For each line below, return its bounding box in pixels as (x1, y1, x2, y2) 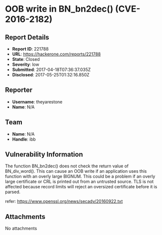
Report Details (5, 33, 50, 41)
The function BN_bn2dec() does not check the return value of (5, 163, 129, 169)
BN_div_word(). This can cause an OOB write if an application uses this (5, 168, 147, 174)
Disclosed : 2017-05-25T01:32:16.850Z (12, 72, 90, 77)
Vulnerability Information (5, 150, 83, 159)
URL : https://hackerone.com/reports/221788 (12, 51, 101, 57)
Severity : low (12, 62, 39, 67)
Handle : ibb (12, 136, 36, 142)
